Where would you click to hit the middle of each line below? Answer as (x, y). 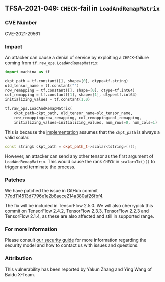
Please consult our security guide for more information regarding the (76, 240)
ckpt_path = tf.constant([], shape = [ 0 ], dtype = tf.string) (67, 81)
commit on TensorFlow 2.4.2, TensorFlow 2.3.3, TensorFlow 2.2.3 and (77, 211)
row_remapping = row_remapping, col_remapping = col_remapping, (78, 118)
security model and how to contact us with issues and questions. (72, 245)
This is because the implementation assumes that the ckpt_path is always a (83, 132)
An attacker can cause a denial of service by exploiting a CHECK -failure (77, 57)
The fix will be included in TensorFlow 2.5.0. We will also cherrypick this (79, 205)
